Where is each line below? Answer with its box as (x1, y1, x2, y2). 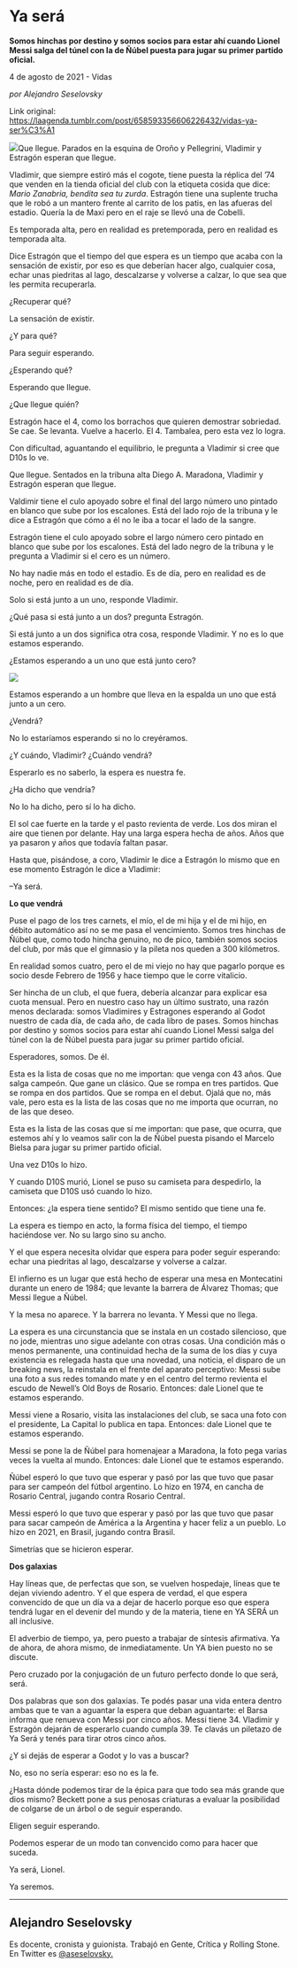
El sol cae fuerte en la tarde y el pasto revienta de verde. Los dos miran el (9, 818, 278, 829)
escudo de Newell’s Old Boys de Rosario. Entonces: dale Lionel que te (9, 1383, 263, 1393)
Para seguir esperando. (9, 347, 95, 358)
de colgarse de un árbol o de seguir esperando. (9, 1803, 183, 1814)
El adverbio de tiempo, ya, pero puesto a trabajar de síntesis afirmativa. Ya (9, 1632, 280, 1643)
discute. (9, 1651, 39, 1662)
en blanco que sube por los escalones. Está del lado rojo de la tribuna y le (9, 505, 278, 515)
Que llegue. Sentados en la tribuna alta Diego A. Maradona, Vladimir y (9, 469, 263, 480)
